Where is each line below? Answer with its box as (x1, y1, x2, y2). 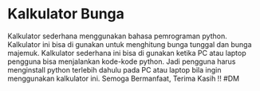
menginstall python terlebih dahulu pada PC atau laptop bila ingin (7, 65, 222, 74)
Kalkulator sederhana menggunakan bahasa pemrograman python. (7, 31, 228, 41)
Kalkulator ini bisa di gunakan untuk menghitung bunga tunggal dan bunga (7, 39, 252, 49)
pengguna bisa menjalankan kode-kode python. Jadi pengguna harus (7, 57, 236, 66)
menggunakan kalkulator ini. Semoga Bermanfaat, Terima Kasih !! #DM (7, 73, 240, 83)
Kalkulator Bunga (7, 5, 125, 23)
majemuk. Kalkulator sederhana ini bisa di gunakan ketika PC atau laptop (7, 48, 246, 57)
